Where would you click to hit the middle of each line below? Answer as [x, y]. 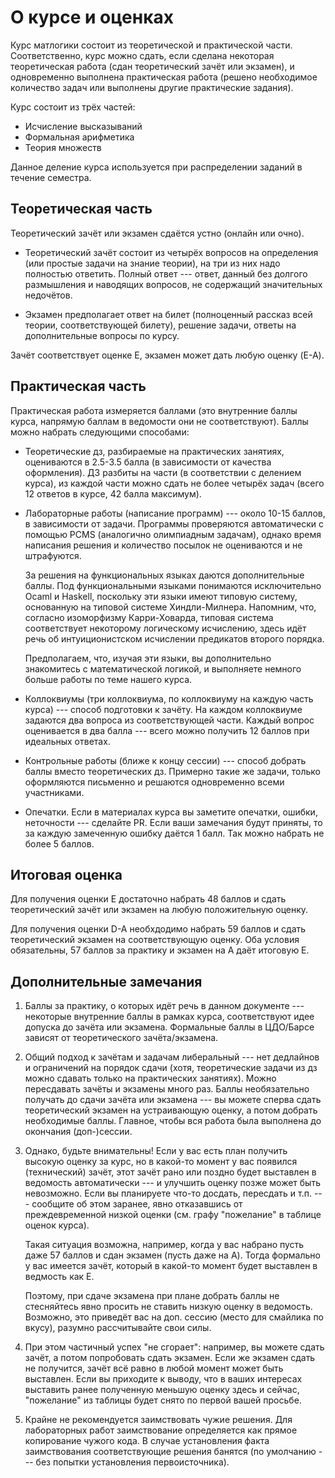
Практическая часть [78, 386]
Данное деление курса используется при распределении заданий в [156, 167]
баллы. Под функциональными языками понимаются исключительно [173, 585]
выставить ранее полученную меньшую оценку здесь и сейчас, [162, 1390]
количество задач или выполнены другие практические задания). [152, 87]
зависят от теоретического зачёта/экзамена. [121, 1038]
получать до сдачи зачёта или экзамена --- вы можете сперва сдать [173, 1100]
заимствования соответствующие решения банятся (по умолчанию [170, 1452]
